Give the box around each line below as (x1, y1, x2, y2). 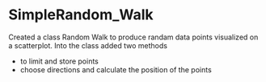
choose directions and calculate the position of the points (19, 64, 212, 74)
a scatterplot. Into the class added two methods (8, 40, 168, 50)
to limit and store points (19, 56, 99, 66)
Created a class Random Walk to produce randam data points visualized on (8, 32, 259, 42)
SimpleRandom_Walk (8, 6, 154, 24)
